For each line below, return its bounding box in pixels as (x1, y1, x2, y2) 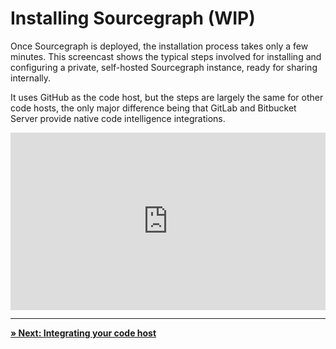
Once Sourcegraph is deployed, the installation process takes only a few (10, 40, 309, 52)
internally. (10, 72, 52, 84)
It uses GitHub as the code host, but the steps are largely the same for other (10, 91, 324, 103)
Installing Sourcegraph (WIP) (10, 7, 256, 30)
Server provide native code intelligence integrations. (10, 112, 226, 124)
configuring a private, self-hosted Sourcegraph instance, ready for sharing (10, 61, 318, 73)
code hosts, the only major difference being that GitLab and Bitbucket (10, 102, 297, 114)
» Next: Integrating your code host (10, 327, 157, 339)
